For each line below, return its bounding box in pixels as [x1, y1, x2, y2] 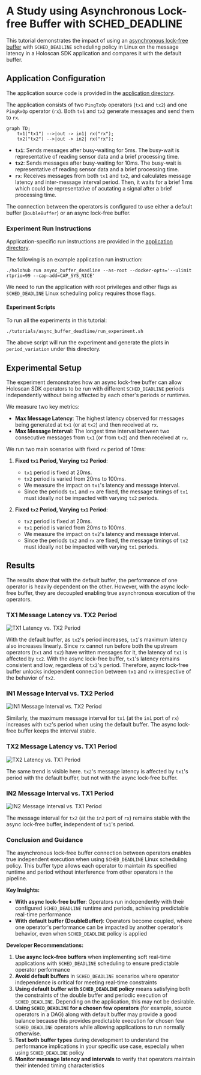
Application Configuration [6, 73, 106, 84]
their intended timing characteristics [14, 1062, 105, 1069]
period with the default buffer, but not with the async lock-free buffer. [6, 774, 178, 781]
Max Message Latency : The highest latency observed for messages [14, 415, 185, 422]
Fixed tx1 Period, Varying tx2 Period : [14, 457, 108, 464]
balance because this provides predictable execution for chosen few [14, 1017, 185, 1025]
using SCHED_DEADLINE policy [14, 1049, 85, 1056]
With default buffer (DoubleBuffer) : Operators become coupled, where [14, 918, 193, 925]
